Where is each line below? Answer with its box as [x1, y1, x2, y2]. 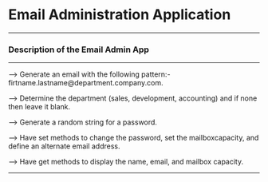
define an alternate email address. [8, 141, 120, 151]
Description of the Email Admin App [8, 44, 150, 55]
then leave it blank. [8, 102, 70, 112]
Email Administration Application [8, 6, 231, 24]
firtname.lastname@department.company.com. [8, 78, 164, 88]
